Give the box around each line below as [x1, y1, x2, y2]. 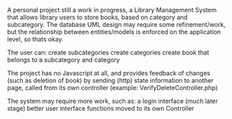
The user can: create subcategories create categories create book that [7, 48, 210, 56]
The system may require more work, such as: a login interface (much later [7, 97, 218, 105]
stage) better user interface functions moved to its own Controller [7, 105, 195, 112]
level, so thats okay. [7, 35, 64, 43]
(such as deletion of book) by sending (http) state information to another [7, 76, 214, 85]
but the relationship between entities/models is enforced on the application [7, 28, 222, 36]
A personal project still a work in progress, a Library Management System [7, 6, 217, 14]
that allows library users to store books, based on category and [7, 13, 188, 21]
